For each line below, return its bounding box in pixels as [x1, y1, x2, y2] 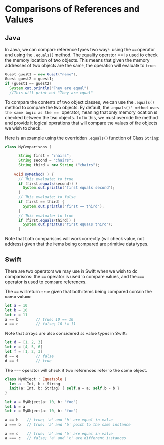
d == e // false [5, 354, 54, 359]
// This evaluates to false [18, 195, 76, 200]
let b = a [5, 404, 26, 409]
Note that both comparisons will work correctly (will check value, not [5, 236, 144, 242]
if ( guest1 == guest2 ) [5, 81, 52, 86]
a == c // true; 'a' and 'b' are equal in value [5, 431, 113, 436]
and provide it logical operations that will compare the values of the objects [5, 120, 158, 126]
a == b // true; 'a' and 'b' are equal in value [5, 417, 113, 422]
